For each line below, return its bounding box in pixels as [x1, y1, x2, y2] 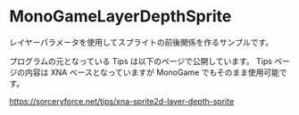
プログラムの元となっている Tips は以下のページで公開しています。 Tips [9, 55, 272, 66]
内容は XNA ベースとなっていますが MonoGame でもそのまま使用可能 [24, 67, 279, 78]
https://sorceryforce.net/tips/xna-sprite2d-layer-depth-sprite [9, 95, 235, 106]
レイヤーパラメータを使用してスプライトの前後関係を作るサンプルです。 [9, 37, 274, 47]
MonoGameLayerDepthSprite [9, 6, 232, 27]
